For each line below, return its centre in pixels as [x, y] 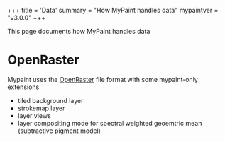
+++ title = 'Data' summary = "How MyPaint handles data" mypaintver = [113, 10]
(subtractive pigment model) [59, 131]
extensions [23, 87]
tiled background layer [50, 100]
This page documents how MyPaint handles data [79, 31]
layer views [34, 115]
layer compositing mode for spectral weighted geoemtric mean [110, 123]
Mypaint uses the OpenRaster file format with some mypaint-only [103, 79]
